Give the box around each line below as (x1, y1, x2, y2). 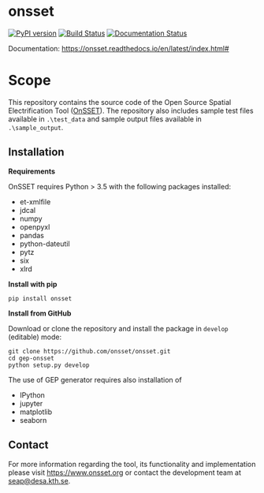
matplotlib (19, 407, 53, 416)
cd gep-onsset (8, 354, 55, 362)
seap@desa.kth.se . (8, 476, 71, 485)
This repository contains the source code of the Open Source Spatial (8, 97, 232, 106)
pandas (19, 230, 45, 240)
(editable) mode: (8, 332, 62, 342)
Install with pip (8, 279, 58, 289)
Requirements (8, 166, 56, 176)
